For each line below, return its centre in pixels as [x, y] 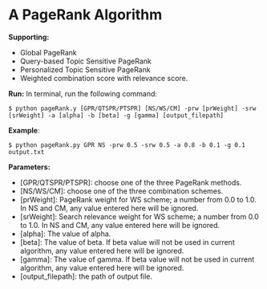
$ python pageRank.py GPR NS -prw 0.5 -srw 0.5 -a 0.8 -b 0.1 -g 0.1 [127, 145]
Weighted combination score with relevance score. [104, 78]
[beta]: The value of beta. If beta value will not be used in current [127, 242]
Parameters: [29, 167]
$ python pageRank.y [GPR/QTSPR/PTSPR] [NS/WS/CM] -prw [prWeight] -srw [132, 108]
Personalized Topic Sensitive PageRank [85, 69]
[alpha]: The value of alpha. [65, 234]
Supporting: [29, 37]
